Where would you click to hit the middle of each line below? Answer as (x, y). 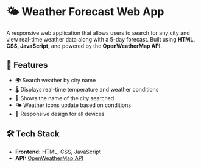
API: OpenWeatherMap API (49, 158)
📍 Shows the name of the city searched (65, 98)
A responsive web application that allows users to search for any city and (98, 33)
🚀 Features (27, 65)
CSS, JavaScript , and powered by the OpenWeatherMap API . (84, 46)
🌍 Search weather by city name (55, 80)
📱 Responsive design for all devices (60, 114)
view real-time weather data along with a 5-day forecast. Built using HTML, (101, 39)
